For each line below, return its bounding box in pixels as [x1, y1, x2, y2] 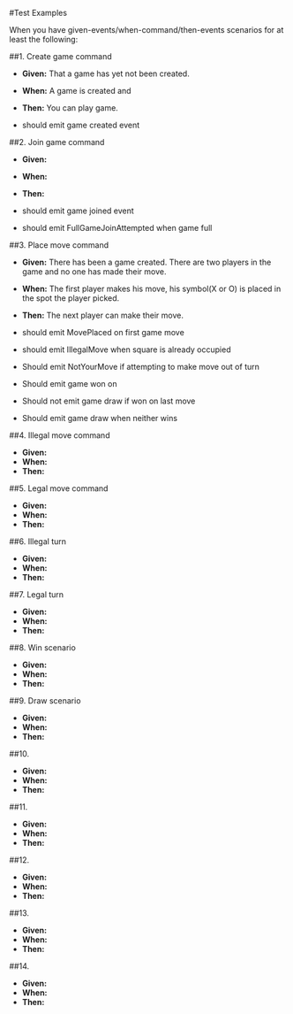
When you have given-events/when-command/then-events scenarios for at [9, 25, 284, 35]
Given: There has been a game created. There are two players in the [21, 257, 272, 267]
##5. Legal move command [9, 483, 109, 494]
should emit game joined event [21, 205, 134, 216]
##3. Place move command [9, 240, 109, 250]
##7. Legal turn [9, 589, 64, 600]
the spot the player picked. [21, 293, 120, 303]
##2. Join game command [9, 137, 105, 147]
